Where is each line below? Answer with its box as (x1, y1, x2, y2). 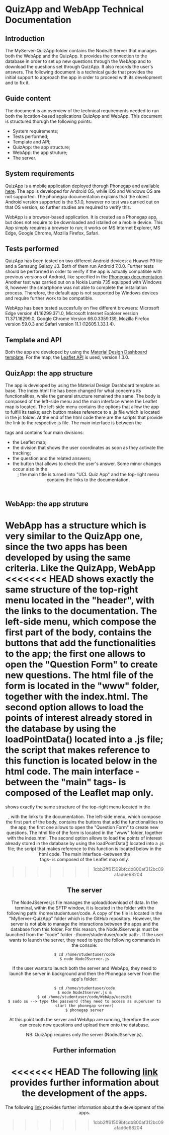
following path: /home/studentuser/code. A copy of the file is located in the (7, 910, 162, 916)
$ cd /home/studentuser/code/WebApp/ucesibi (37, 994, 132, 1000)
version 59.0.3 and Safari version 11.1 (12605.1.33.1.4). (5, 321, 116, 327)
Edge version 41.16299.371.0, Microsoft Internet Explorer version (5, 311, 138, 317)
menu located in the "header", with (5, 595, 155, 606)
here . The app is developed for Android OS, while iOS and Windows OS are (5, 188, 161, 194)
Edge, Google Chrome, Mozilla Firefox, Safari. (5, 230, 100, 236)
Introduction (5, 34, 45, 43)
